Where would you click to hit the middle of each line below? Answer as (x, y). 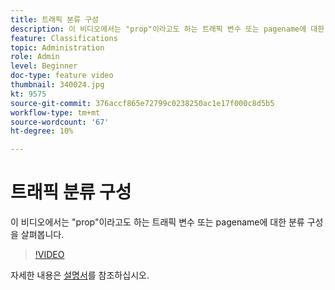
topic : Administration (57, 47)
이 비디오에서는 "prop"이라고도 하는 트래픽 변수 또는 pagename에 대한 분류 (157, 222)
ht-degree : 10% (42, 131)
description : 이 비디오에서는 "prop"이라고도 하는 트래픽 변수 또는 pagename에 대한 (167, 29)
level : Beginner (44, 66)
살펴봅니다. (42, 235)
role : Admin (35, 57)
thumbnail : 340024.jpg (57, 85)
